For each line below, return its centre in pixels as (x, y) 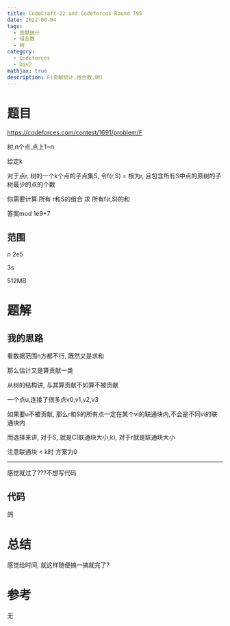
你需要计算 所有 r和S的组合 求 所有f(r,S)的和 (68, 199)
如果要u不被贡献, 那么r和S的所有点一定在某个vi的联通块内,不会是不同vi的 (110, 414)
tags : (15, 26)
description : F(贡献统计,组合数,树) (55, 77)
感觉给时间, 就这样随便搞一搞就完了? (59, 565)
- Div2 (23, 64)
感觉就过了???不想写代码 (42, 473)
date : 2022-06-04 (32, 20)
